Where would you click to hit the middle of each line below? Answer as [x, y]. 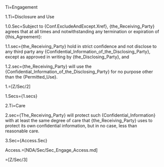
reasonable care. [22, 131]
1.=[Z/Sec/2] [18, 86]
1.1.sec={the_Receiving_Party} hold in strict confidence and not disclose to [81, 46]
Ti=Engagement [21, 7]
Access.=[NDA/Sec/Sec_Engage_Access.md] [51, 150]
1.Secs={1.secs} [21, 96]
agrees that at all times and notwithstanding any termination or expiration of [82, 31]
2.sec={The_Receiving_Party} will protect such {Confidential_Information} [80, 115]
